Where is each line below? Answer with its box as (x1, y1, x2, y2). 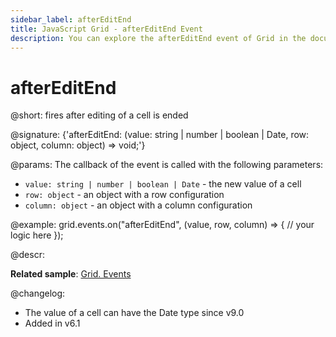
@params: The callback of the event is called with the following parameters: (10, 159, 324, 171)
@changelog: (10, 287, 66, 300)
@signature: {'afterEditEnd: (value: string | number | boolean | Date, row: (10, 129, 310, 141)
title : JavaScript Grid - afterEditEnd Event (10, 24, 203, 34)
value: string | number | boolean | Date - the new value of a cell (24, 178, 302, 190)
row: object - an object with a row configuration (24, 189, 225, 201)
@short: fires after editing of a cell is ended (10, 109, 189, 121)
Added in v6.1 (24, 317, 81, 330)
